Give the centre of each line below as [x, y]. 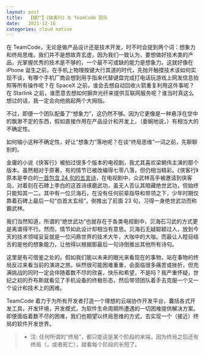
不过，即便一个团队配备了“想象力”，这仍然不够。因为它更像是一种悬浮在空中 [102, 114]
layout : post [23, 12]
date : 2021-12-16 [31, 23]
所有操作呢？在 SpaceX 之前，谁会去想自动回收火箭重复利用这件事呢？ [106, 86]
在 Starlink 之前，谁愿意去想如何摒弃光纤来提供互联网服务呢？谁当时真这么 [100, 93]
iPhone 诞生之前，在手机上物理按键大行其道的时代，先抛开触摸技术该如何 [99, 70]
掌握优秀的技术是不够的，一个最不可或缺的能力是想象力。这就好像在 [108, 62]
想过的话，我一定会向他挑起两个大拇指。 [57, 101]
